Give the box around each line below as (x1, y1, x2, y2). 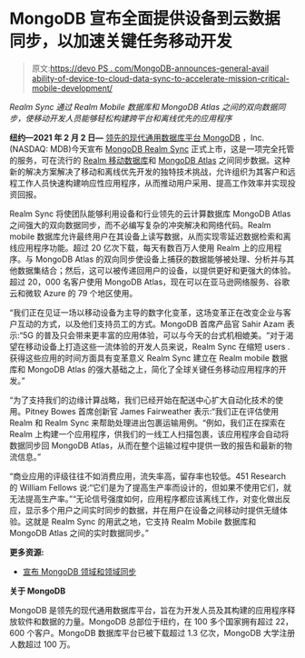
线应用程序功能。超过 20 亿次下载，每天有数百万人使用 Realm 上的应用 (9, 242, 274, 253)
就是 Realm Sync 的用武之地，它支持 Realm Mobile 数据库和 (33, 515, 257, 527)
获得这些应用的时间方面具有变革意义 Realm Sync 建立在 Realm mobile (9, 352, 271, 364)
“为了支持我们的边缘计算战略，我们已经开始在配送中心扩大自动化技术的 (9, 394, 276, 405)
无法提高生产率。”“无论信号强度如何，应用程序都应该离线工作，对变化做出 (9, 493, 283, 504)
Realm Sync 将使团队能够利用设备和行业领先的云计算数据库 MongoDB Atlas (9, 208, 291, 219)
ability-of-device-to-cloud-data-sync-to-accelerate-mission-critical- (31, 73, 290, 84)
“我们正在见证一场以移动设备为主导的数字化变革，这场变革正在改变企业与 (9, 306, 284, 318)
